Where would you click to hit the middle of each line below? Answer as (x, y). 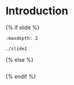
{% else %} (20, 59)
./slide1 (16, 49)
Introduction (37, 11)
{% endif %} (21, 76)
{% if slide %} (23, 27)
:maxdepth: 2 (22, 38)
